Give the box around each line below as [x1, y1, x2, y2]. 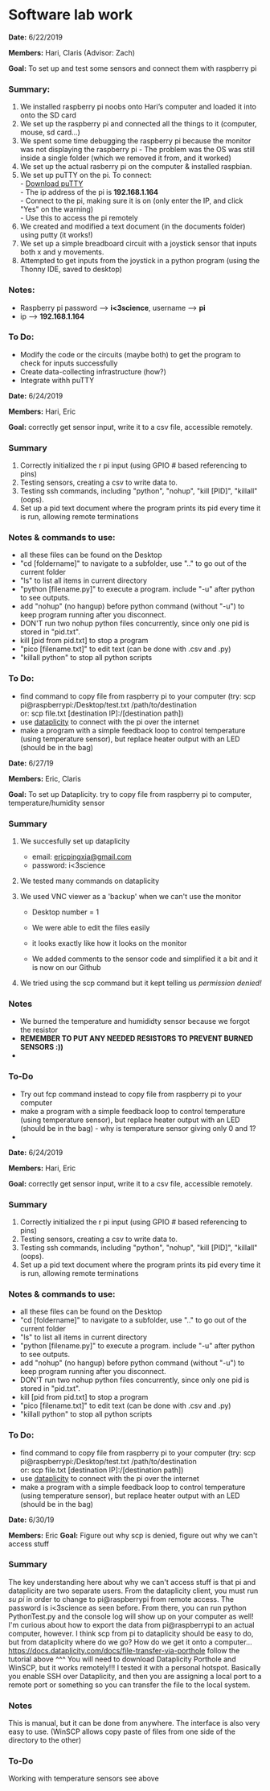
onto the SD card [19, 110, 76, 120]
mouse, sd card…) [19, 127, 80, 138]
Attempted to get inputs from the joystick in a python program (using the [19, 256, 260, 266]
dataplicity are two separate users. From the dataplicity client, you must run [8, 1586, 259, 1595]
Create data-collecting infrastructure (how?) [19, 366, 166, 376]
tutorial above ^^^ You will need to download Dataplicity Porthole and [8, 1654, 236, 1664]
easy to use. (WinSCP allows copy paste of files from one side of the [8, 1727, 235, 1736]
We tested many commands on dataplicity [19, 876, 160, 886]
